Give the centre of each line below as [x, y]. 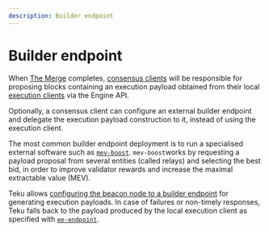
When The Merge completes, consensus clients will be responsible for [125, 78]
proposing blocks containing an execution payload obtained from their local [134, 86]
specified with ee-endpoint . [54, 219]
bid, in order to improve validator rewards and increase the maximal [121, 169]
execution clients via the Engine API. [69, 95]
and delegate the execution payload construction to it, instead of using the [132, 119]
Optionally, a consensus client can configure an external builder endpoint [130, 110]
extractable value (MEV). [50, 177]
